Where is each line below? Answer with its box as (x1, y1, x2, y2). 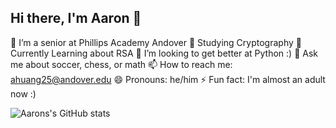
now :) (10, 87, 37, 100)
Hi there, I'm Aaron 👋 (10, 10, 142, 27)
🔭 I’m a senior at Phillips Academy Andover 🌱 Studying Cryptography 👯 (10, 36, 302, 48)
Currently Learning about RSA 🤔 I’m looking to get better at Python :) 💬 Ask (10, 47, 318, 59)
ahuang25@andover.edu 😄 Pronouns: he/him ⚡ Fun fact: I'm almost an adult (10, 73, 326, 85)
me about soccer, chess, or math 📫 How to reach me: (10, 58, 233, 70)
